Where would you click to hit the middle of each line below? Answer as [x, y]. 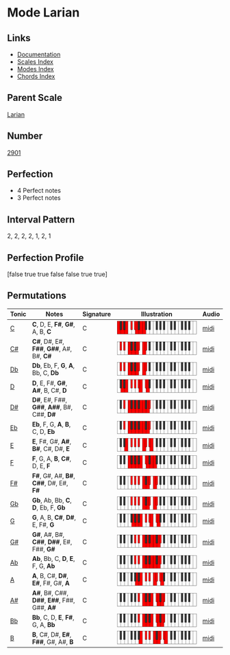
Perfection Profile [46, 258]
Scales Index [35, 62]
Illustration [156, 314]
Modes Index [35, 69]
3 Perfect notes [39, 198]
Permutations [37, 296]
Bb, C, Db [46, 373]
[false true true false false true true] [57, 274]
